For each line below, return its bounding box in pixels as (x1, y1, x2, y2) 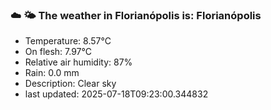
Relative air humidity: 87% (24, 56, 133, 68)
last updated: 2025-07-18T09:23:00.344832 (24, 88, 209, 100)
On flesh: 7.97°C (24, 46, 92, 58)
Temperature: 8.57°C (24, 35, 112, 47)
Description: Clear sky (24, 78, 117, 90)
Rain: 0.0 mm (24, 67, 80, 79)
